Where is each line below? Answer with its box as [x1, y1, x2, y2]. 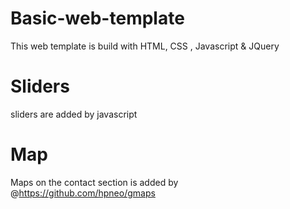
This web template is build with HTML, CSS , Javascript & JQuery [10, 40, 280, 52]
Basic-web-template [10, 7, 185, 30]
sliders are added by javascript [10, 108, 138, 120]
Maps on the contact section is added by [10, 176, 179, 188]
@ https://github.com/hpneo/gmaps [10, 187, 156, 199]
